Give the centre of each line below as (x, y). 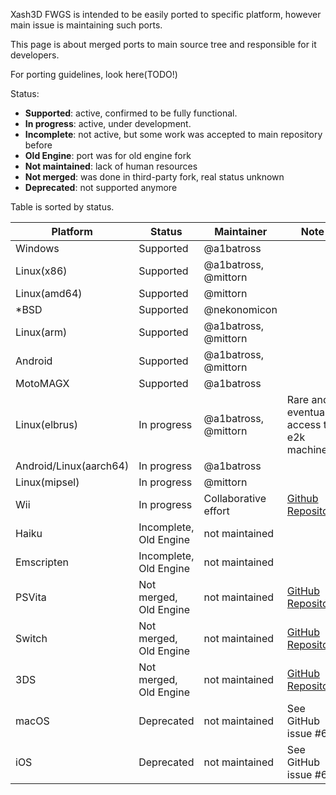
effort (216, 511)
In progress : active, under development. (108, 123)
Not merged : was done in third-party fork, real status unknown (154, 177)
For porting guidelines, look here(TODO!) (94, 74)
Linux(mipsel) (47, 482)
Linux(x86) (41, 271)
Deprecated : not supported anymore (101, 187)
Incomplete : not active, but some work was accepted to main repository (173, 134)
